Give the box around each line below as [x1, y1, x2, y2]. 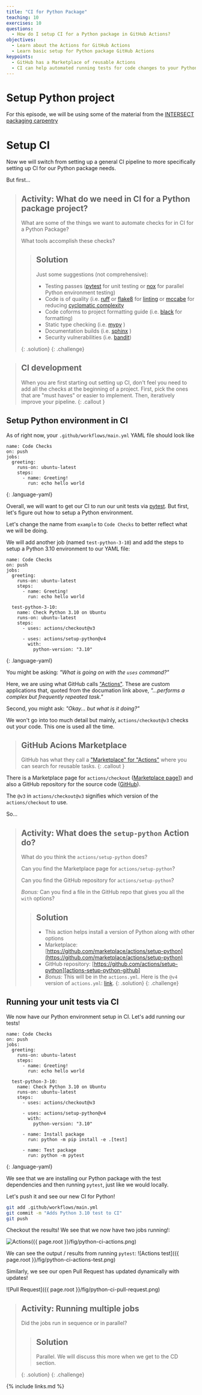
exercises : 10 [6, 20, 42, 26]
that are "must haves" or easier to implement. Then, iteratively [20, 391, 176, 398]
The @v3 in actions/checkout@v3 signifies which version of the [6, 792, 158, 799]
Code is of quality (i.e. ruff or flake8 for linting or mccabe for [44, 295, 195, 302]
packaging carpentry [6, 117, 58, 124]
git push [6, 1215, 28, 1221]
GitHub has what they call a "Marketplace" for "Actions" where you [20, 756, 188, 763]
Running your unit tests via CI [6, 997, 119, 1007]
